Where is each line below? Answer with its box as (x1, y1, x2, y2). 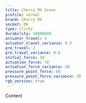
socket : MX (5, 21, 29, 27)
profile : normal (5, 12, 40, 17)
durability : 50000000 (5, 31, 52, 36)
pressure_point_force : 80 (5, 69, 60, 74)
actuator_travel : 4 (5, 36, 47, 41)
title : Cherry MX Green (5, 7, 56, 13)
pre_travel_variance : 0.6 (5, 50, 60, 55)
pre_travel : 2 (5, 45, 36, 50)
